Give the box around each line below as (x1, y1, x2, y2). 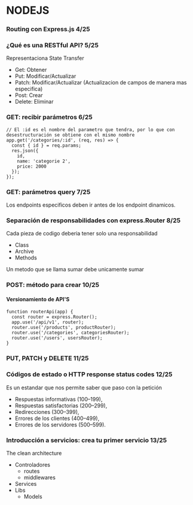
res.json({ (11, 147, 39, 153)
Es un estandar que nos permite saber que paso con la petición (6, 384, 163, 391)
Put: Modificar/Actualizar (14, 72, 76, 80)
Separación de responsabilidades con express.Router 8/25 (6, 216, 181, 225)
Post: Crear (14, 92, 43, 99)
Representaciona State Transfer (6, 55, 85, 62)
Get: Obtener (14, 66, 47, 74)
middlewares (23, 474, 56, 481)
